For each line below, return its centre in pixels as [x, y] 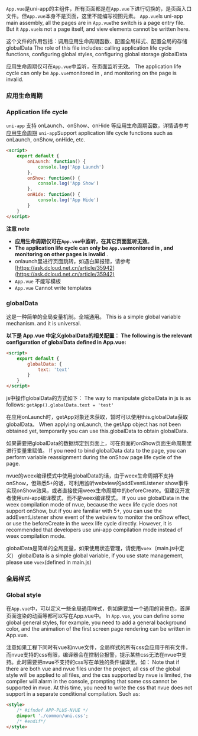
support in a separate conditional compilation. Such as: [73, 694]
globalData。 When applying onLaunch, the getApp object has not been [94, 424]
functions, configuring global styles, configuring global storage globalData [97, 54]
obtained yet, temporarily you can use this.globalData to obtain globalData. [97, 431]
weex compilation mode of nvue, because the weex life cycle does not [92, 505]
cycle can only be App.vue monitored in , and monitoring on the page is [92, 73]
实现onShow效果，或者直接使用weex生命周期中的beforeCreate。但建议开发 [98, 490]
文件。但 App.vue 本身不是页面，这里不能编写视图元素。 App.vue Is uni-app [95, 16]
